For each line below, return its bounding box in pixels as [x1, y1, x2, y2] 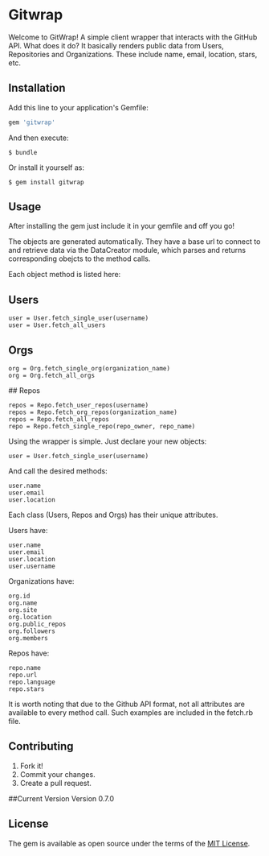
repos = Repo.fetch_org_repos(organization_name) [8, 408, 178, 416]
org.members [8, 635, 48, 643]
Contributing [8, 739, 74, 754]
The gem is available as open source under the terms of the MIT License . [8, 838, 251, 848]
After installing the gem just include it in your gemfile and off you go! [8, 221, 235, 231]
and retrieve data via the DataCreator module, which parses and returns [8, 246, 247, 255]
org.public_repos [8, 620, 67, 629]
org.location [8, 614, 52, 622]
